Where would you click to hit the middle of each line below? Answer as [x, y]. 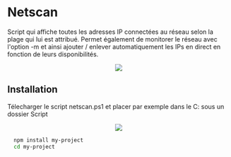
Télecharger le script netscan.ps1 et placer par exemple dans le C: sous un [116, 106]
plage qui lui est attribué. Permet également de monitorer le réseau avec [112, 39]
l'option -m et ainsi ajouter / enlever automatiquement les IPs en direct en [114, 46]
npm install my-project [48, 140]
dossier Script [28, 114]
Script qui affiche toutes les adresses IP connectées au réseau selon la [110, 32]
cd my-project [34, 146]
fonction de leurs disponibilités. [53, 54]
